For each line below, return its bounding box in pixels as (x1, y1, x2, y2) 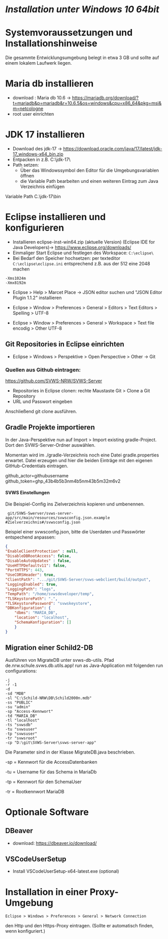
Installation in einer (5, 886, 88, 898)
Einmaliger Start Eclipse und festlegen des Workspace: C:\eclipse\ (12, 250, 154, 256)
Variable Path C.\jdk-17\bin (5, 194, 61, 199)
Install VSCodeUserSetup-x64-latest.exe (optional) (12, 868, 119, 874)
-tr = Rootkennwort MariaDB (5, 788, 64, 794)
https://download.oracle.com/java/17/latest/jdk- (63, 146, 162, 151)
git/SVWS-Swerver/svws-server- (7, 511, 74, 516)
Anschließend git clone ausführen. (5, 409, 77, 415)
